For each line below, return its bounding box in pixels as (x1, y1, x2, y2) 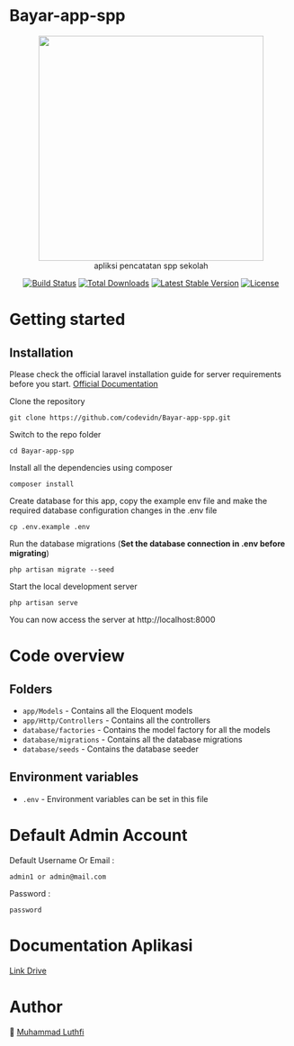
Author (9, 996, 63, 1017)
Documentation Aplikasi (9, 935, 193, 955)
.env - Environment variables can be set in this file (22, 793, 209, 804)
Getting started (9, 310, 126, 329)
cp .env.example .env (9, 522, 91, 531)
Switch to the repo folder (9, 428, 102, 439)
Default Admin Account (9, 825, 188, 845)
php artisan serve (9, 598, 78, 608)
